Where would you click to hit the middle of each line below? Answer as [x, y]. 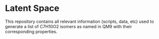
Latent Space [32, 8]
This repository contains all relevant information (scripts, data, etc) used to [79, 21]
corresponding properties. [31, 31]
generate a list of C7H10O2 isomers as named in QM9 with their [69, 26]
